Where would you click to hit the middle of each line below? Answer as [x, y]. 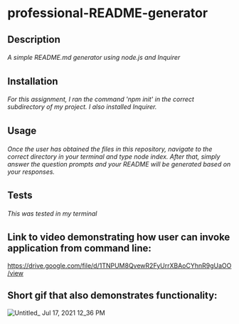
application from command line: [79, 248]
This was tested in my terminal [52, 213]
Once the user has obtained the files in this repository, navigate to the [110, 149]
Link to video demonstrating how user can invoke [119, 237]
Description [34, 40]
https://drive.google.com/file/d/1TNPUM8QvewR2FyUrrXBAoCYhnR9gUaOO [119, 266]
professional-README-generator [108, 13]
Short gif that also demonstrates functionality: [112, 296]
